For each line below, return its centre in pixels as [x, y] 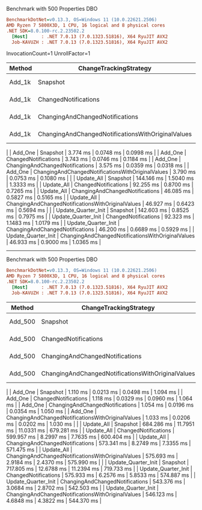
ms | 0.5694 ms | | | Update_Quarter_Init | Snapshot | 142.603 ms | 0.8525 [98, 210]
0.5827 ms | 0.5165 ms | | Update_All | [53, 197]
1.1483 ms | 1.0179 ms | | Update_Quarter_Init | [63, 223]
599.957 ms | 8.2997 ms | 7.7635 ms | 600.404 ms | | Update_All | [88, 437]
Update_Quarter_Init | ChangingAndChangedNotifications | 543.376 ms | [96, 481]
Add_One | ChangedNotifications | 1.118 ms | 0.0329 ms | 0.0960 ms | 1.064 [99, 398]
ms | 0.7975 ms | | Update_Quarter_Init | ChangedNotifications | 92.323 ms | [100, 217]
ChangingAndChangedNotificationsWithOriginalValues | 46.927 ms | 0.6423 [100, 204]
